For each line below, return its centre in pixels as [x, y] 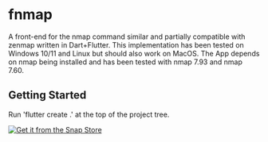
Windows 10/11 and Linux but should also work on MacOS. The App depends [134, 53]
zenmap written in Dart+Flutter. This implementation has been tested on [126, 44]
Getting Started [47, 96]
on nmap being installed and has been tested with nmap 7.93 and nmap [126, 62]
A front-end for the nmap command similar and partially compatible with [127, 36]
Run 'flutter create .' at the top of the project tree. [89, 114]
